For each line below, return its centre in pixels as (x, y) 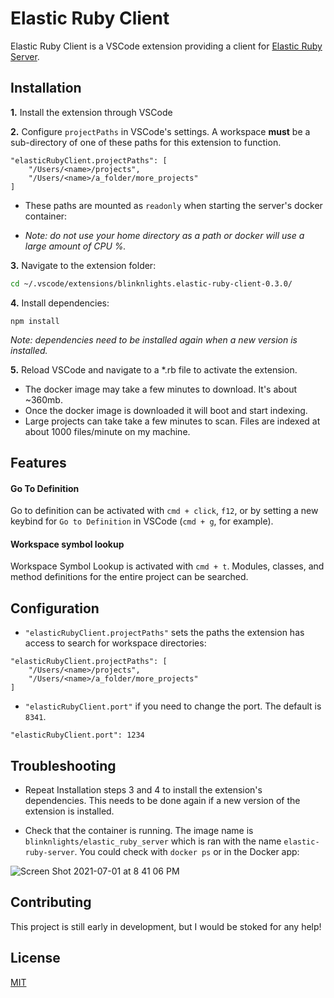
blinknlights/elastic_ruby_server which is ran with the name (153, 841)
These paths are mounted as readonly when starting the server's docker (173, 205)
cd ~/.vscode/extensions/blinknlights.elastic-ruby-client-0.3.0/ (151, 283)
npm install (35, 321)
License (35, 958)
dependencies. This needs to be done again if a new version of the (162, 801)
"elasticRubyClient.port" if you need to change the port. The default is (173, 706)
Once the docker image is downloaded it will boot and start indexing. (166, 410)
